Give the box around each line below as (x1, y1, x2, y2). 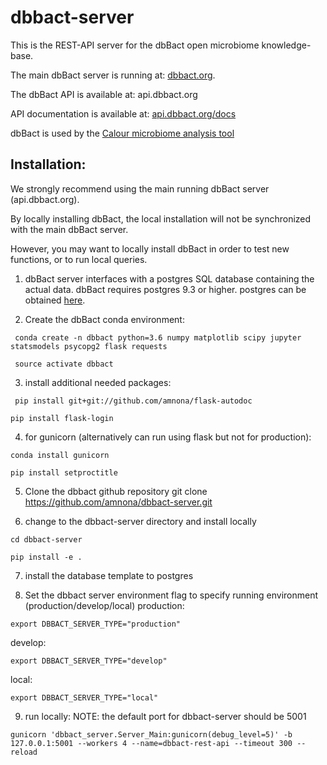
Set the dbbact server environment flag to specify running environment (24, 589, 319, 601)
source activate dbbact (14, 359, 114, 369)
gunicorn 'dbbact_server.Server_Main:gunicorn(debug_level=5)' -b (10, 729, 293, 740)
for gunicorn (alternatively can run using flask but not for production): (24, 431, 312, 443)
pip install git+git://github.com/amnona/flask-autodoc (14, 396, 253, 406)
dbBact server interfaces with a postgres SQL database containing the (24, 272, 315, 285)
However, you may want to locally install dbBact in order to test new (10, 242, 290, 255)
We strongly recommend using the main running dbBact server (10, 182, 270, 195)
